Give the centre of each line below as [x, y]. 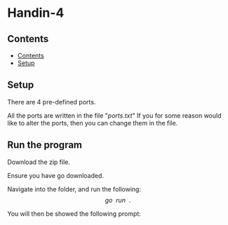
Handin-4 [36, 13]
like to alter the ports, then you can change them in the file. [93, 123]
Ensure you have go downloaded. [55, 175]
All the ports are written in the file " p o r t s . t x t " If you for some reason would [114, 115]
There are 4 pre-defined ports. [52, 102]
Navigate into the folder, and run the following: [74, 189]
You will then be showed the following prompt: [74, 213]
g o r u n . [118, 200]
